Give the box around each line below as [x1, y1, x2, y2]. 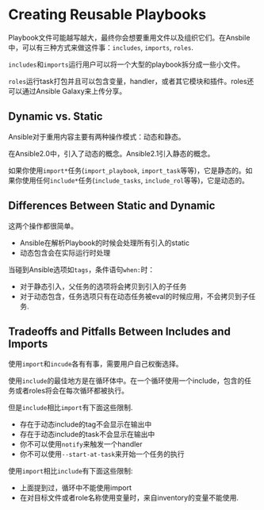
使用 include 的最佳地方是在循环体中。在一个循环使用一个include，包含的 [8, 376, 245, 385]
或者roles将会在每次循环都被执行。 [14, 386, 129, 396]
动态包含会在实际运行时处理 [19, 247, 111, 257]
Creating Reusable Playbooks [8, 6, 207, 24]
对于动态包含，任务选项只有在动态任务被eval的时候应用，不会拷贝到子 [19, 291, 249, 301]
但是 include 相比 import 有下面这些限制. [8, 403, 133, 412]
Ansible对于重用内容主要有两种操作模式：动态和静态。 [8, 132, 186, 141]
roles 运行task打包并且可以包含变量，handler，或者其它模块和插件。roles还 [8, 76, 254, 86]
